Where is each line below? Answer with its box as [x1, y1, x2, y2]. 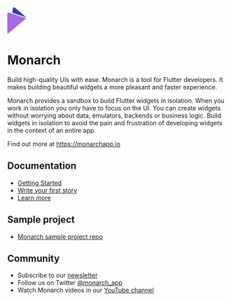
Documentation [7, 160, 77, 172]
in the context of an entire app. [7, 126, 97, 134]
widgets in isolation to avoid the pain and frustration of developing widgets [7, 118, 223, 127]
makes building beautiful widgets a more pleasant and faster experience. [7, 83, 218, 91]
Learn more [17, 193, 51, 202]
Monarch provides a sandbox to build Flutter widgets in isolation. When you [7, 96, 225, 104]
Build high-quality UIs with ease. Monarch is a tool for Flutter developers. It [7, 75, 223, 83]
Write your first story [17, 185, 78, 195]
